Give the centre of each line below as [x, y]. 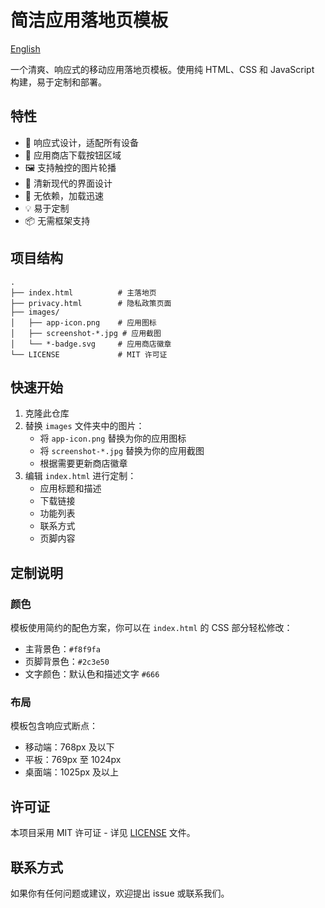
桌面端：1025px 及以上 [72, 772]
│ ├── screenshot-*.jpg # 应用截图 [86, 333]
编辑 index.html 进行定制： [80, 476]
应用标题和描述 [70, 488]
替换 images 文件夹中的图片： [84, 426]
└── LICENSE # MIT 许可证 [89, 354]
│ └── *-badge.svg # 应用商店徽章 [91, 344]
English [25, 48]
